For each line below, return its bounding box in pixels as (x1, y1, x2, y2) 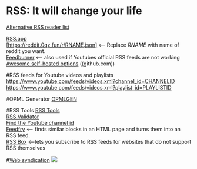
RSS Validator (6, 113, 39, 120)
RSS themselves (6, 144, 46, 151)
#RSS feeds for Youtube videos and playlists (6, 71, 113, 78)
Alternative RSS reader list (6, 24, 69, 31)
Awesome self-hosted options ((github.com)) (6, 60, 115, 67)
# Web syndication (6, 156, 50, 163)
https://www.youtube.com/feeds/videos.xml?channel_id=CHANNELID (6, 78, 175, 85)
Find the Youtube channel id (6, 119, 75, 126)
